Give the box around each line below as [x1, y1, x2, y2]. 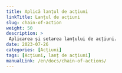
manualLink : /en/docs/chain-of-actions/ [6, 58, 107, 64]
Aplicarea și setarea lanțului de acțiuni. [8, 36, 117, 42]
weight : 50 [6, 25, 33, 31]
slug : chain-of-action [6, 19, 62, 25]
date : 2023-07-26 [6, 42, 49, 48]
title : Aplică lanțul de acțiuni [6, 8, 88, 15]
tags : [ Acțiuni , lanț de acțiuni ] [6, 52, 91, 58]
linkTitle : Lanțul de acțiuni [6, 14, 81, 20]
